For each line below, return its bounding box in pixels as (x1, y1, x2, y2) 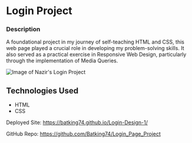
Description (6, 25, 41, 34)
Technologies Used (6, 85, 78, 95)
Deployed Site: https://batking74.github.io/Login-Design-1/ (6, 119, 148, 126)
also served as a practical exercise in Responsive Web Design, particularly (6, 51, 187, 58)
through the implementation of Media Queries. (6, 57, 118, 64)
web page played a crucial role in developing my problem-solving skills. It (6, 45, 184, 52)
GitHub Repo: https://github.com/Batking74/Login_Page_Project (6, 131, 161, 138)
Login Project (6, 4, 72, 18)
